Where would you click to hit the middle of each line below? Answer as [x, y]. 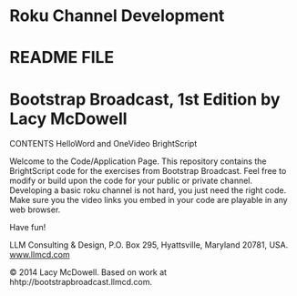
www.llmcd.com [40, 255]
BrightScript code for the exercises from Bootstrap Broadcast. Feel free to [148, 171]
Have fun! [28, 228]
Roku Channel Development [117, 16]
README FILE [62, 58]
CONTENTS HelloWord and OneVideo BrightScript [103, 144]
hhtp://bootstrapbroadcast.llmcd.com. [81, 282]
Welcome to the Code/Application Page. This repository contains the [138, 161]
